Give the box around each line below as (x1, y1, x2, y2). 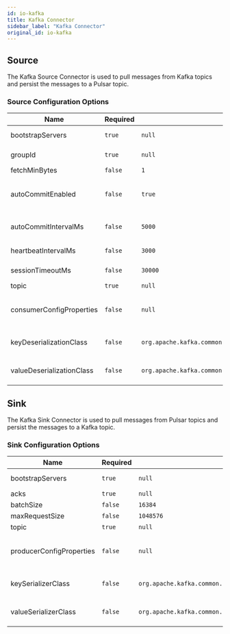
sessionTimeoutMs (10, 266, 72, 275)
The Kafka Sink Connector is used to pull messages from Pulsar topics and (7, 416, 218, 424)
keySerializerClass (10, 579, 71, 589)
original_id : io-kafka (7, 29, 72, 36)
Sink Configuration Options (7, 440, 100, 450)
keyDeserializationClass (10, 338, 88, 347)
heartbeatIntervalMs (10, 246, 77, 255)
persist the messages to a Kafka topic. (7, 423, 116, 431)
